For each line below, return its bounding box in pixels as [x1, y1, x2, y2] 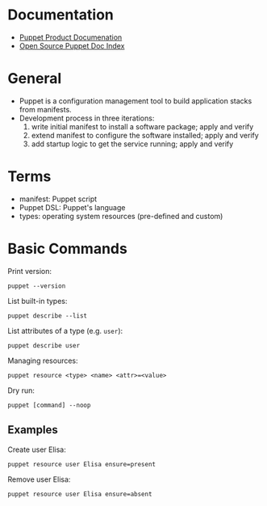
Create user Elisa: [7, 445, 66, 454]
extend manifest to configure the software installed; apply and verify [31, 130, 259, 140]
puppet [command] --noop [7, 401, 91, 409]
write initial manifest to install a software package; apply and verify [31, 121, 254, 131]
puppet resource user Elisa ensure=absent [7, 490, 152, 498]
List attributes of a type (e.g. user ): [7, 326, 123, 335]
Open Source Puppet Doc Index [19, 40, 125, 50]
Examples [7, 423, 58, 437]
